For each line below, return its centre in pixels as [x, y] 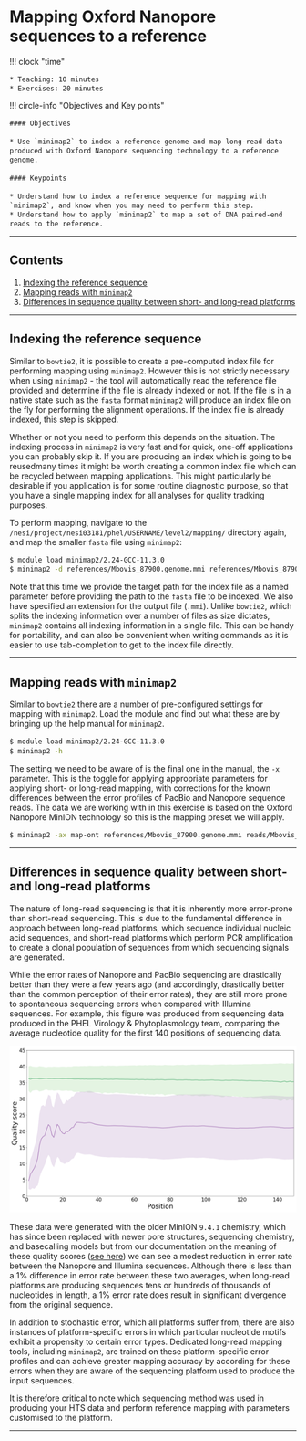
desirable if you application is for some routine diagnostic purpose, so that [149, 485]
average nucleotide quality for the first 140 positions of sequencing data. [146, 1033]
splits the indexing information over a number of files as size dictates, [140, 616]
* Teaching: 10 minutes [55, 79]
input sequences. [42, 1381]
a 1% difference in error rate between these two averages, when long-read [149, 1276]
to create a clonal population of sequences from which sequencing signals [149, 947]
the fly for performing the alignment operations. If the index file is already [147, 409]
